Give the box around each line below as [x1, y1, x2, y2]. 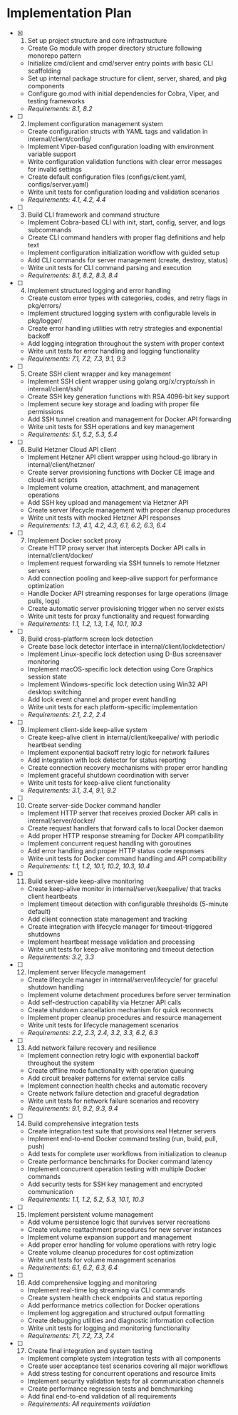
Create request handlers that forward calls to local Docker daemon [27, 823, 224, 832]
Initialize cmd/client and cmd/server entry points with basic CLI [27, 58, 213, 67]
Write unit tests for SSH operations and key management [27, 422, 195, 431]
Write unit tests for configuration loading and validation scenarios [27, 187, 220, 196]
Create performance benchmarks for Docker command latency [27, 1157, 213, 1166]
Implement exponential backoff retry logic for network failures [27, 748, 209, 756]
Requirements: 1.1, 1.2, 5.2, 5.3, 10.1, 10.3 [27, 1195, 145, 1203]
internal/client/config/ [27, 134, 92, 143]
